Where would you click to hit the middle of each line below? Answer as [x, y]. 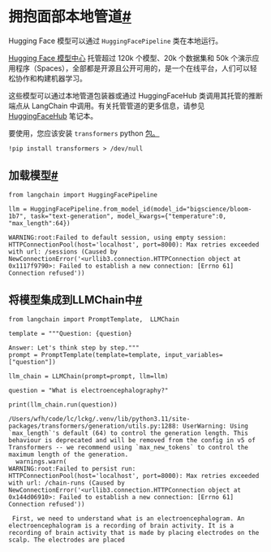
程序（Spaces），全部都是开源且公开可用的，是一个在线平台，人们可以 [133, 68]
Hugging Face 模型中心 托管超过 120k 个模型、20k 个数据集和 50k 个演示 [131, 58]
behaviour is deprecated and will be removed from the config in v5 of [132, 440]
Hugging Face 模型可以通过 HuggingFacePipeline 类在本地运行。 [116, 41]
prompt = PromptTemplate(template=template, [85, 354]
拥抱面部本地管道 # [70, 17]
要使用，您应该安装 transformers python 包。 [84, 133]
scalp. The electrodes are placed [67, 540]
